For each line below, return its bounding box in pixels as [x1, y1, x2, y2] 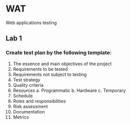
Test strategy [13, 76, 41, 83]
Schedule [13, 92, 33, 98]
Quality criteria [13, 82, 44, 88]
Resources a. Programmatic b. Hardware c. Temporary [13, 87, 126, 93]
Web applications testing [6, 20, 57, 26]
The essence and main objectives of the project [13, 61, 112, 67]
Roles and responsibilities [13, 98, 66, 104]
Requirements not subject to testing [13, 71, 87, 77]
